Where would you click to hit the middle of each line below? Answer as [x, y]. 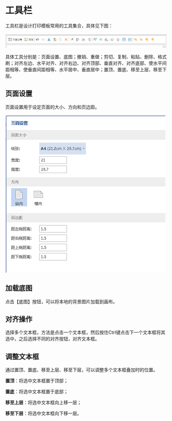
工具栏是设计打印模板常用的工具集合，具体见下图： [59, 26]
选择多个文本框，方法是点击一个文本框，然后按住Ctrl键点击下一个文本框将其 [85, 332]
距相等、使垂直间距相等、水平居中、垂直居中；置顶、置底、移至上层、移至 [84, 69]
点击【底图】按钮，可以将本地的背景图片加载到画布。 [61, 301]
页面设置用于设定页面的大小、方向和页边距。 [52, 107]
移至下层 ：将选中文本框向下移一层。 [44, 413]
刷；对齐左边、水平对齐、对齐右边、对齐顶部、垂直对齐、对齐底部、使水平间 [86, 63]
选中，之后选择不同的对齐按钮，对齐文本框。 [52, 339]
